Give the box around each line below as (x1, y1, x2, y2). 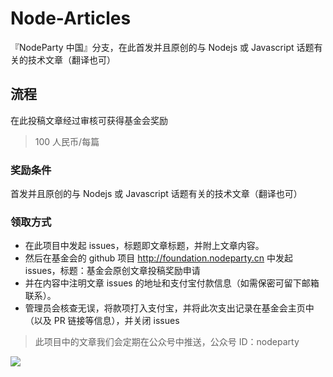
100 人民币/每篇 (34, 135, 100, 147)
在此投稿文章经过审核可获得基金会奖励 (10, 114, 168, 126)
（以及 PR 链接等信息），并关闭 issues (24, 315, 180, 327)
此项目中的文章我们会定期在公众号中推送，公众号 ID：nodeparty (34, 336, 300, 348)
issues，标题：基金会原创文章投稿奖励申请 (24, 265, 201, 277)
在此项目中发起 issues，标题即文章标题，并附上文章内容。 (24, 240, 265, 252)
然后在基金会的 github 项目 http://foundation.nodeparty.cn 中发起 (24, 252, 294, 264)
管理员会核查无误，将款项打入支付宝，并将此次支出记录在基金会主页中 (24, 302, 315, 314)
